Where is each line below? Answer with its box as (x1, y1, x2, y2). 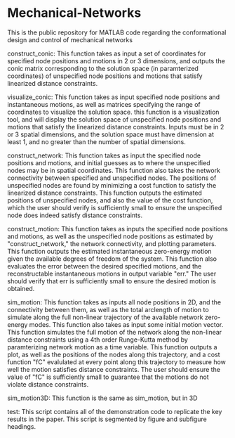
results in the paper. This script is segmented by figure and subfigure (7, 415, 207, 423)
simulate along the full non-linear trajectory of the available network (7, 313, 203, 321)
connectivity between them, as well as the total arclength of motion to (7, 305, 209, 314)
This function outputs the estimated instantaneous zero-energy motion (7, 247, 212, 255)
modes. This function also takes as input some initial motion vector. (29, 320, 224, 328)
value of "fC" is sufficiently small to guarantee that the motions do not (7, 373, 209, 381)
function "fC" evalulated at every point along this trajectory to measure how (7, 357, 227, 366)
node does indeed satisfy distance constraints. (7, 211, 142, 219)
